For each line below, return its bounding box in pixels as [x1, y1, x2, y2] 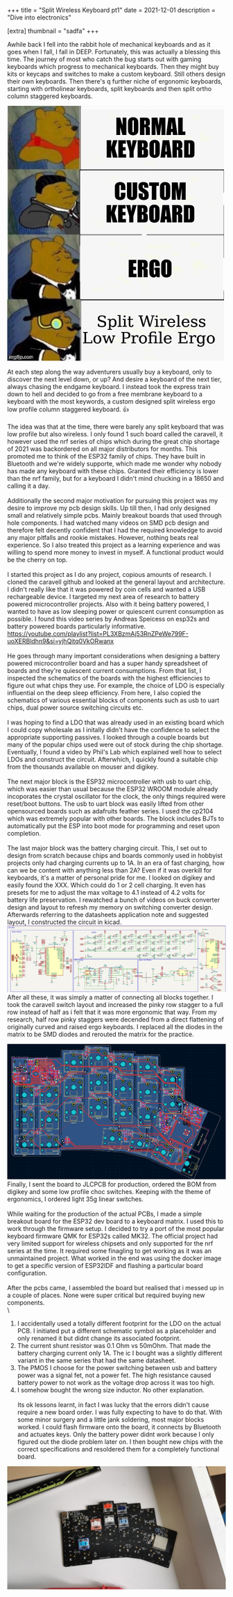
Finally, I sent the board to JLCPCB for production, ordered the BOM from [7, 1179, 217, 1189]
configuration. [7, 1269, 47, 1277]
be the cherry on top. [7, 556, 68, 564]
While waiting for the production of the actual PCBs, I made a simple [7, 1209, 202, 1218]
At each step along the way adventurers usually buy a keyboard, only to [7, 368, 212, 376]
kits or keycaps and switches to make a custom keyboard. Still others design [7, 70, 225, 78]
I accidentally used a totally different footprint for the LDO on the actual [17, 1319, 221, 1328]
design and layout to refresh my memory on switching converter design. [7, 903, 214, 911]
